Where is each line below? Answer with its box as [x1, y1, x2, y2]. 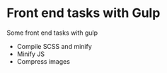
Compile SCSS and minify [16, 42, 93, 50]
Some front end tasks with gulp [6, 28, 98, 37]
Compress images [16, 57, 70, 65]
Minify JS [16, 50, 45, 58]
